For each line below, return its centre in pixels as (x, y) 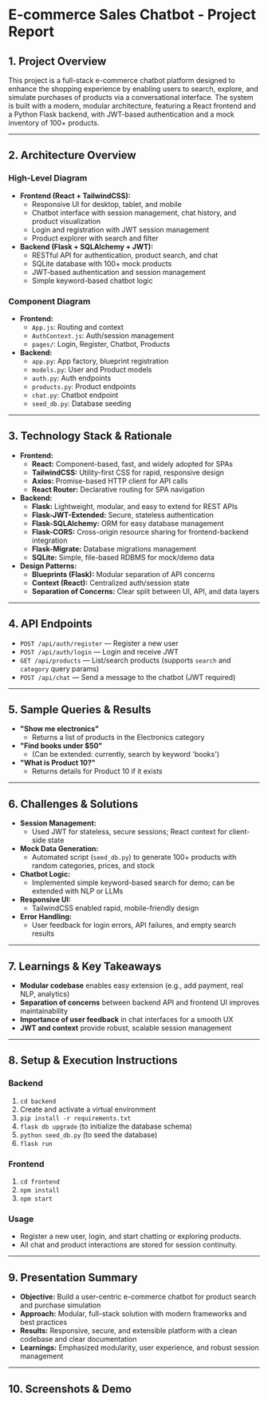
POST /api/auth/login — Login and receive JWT (99, 651)
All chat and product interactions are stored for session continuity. (128, 1245)
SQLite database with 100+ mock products (102, 263)
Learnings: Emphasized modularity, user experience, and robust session (139, 1347)
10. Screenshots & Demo (70, 1389)
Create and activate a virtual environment (88, 1109)
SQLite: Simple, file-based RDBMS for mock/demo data (123, 557)
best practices (43, 1322)
